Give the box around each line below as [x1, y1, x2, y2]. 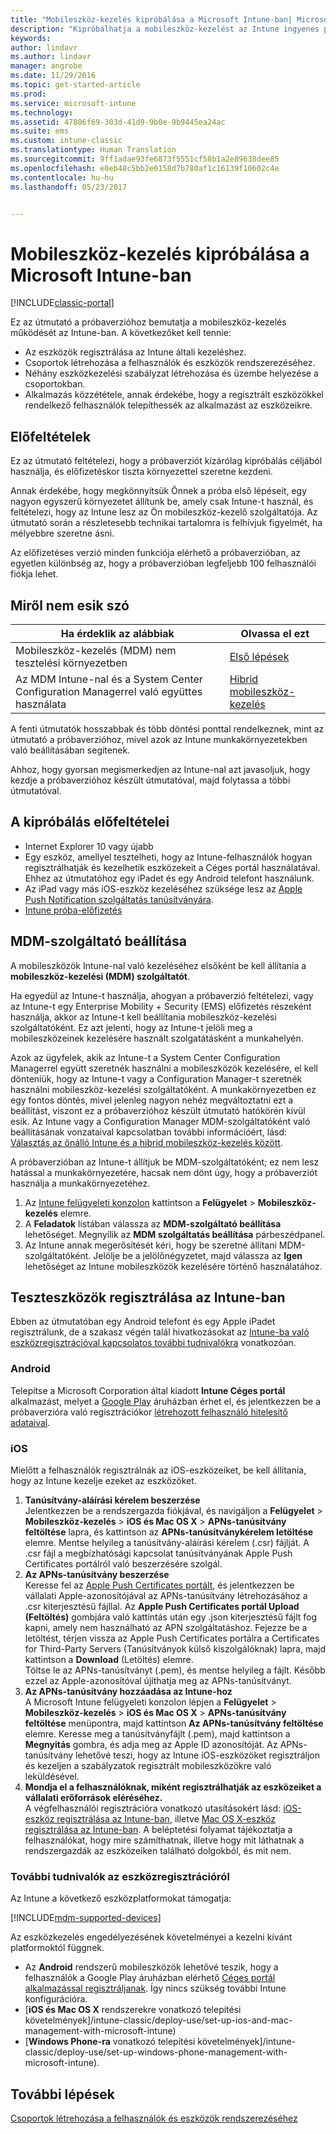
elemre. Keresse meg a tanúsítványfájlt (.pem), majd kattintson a [24, 1727, 291, 1740]
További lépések [10, 2086, 115, 2103]
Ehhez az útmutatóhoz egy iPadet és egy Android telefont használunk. [24, 872, 315, 884]
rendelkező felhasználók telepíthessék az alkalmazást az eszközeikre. [24, 399, 313, 411]
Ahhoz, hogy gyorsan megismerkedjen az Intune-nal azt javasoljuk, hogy [10, 763, 311, 775]
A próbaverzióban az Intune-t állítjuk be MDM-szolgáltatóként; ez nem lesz [10, 1156, 320, 1168]
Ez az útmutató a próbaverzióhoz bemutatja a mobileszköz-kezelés [10, 316, 287, 328]
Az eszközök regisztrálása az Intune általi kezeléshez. [24, 346, 247, 358]
